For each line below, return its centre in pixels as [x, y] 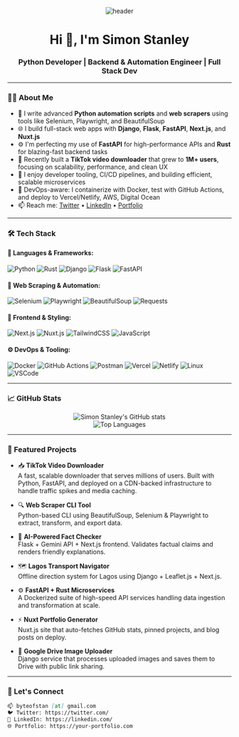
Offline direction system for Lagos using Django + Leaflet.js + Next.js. [119, 577]
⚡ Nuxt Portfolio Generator [58, 619]
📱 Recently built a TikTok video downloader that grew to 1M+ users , [118, 159]
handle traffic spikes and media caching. [77, 491]
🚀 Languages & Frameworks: [51, 253]
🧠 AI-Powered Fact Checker [59, 537]
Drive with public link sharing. [61, 666]
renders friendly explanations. [62, 552]
